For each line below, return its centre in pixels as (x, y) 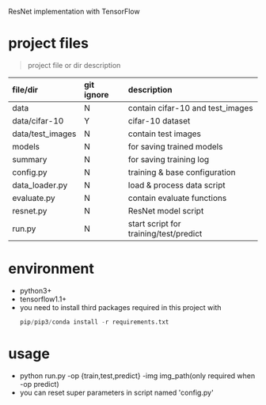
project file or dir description (74, 65)
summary (30, 159)
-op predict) (39, 384)
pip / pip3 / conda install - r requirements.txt (94, 322)
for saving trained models (175, 146)
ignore (97, 94)
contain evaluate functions (177, 198)
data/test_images (44, 134)
